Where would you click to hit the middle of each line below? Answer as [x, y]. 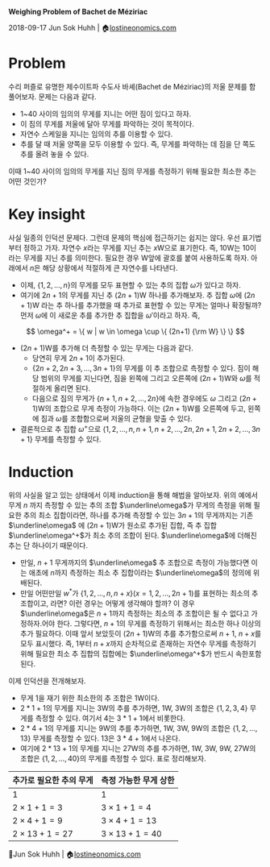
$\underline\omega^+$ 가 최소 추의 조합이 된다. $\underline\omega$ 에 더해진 [133, 536]
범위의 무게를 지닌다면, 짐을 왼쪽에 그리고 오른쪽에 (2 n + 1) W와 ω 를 [146, 378]
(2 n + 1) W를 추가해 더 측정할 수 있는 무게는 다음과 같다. [106, 348]
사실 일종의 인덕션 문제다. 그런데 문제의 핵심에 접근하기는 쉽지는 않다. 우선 [124, 238]
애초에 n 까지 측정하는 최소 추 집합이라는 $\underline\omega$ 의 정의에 [140, 573]
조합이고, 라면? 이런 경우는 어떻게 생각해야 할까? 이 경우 [107, 604]
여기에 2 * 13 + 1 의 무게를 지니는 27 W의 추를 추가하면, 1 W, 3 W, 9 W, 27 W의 [138, 749]
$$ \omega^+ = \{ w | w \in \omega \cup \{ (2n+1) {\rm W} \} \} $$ [135, 331]
